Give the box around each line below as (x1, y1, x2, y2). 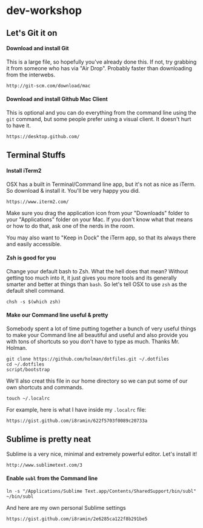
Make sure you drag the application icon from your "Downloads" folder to (6, 209, 190, 216)
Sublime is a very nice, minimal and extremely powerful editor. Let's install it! (6, 450, 198, 458)
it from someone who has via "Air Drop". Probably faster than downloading (6, 64, 193, 72)
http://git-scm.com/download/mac (6, 82, 91, 89)
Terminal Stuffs (6, 150, 66, 161)
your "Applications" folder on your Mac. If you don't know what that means (6, 216, 193, 223)
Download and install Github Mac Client (6, 95, 108, 103)
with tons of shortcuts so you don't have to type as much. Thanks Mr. (6, 338, 180, 345)
